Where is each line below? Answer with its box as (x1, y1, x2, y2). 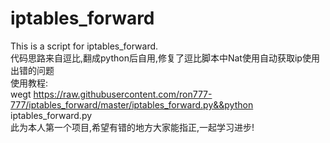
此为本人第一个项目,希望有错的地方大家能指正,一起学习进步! (10, 121, 255, 133)
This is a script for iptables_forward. (10, 40, 159, 52)
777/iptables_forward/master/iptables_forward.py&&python (10, 98, 254, 111)
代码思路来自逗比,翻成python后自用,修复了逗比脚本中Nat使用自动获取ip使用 (10, 52, 320, 64)
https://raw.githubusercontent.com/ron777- (33, 88, 213, 100)
